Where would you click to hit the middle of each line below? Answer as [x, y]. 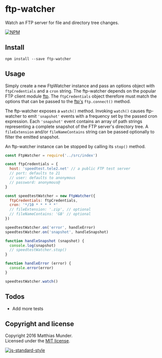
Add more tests [28, 308]
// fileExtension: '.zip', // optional [50, 209]
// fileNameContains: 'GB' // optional [50, 214]
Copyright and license [40, 324]
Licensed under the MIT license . [38, 341]
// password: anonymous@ [35, 182]
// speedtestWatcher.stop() [38, 250]
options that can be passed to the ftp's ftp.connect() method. [68, 101]
